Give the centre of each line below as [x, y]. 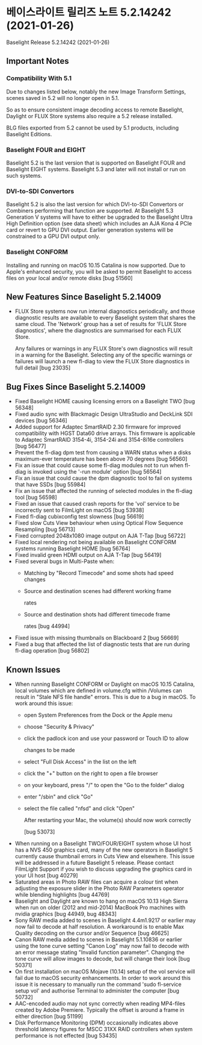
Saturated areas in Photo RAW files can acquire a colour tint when [96, 882]
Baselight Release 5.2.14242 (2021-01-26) [58, 42]
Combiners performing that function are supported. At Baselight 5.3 [90, 211]
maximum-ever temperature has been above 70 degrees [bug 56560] [101, 459]
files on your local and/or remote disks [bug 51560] [70, 278]
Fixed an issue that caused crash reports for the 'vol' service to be [97, 504]
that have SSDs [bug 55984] [50, 485]
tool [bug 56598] [36, 497]
